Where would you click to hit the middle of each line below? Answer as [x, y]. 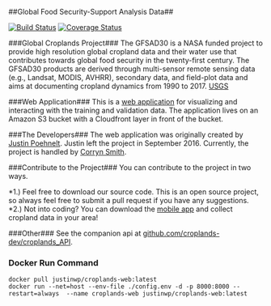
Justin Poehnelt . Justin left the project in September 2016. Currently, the [129, 143]
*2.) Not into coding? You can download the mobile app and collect [121, 209]
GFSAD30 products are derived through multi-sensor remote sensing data [132, 69]
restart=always [34, 294]
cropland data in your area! [53, 217]
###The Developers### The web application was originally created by [126, 134]
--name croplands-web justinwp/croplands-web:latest [157, 294]
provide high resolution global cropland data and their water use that [123, 51]
